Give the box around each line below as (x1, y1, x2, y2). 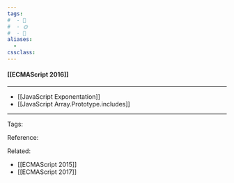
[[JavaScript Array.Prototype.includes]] (17, 100, 130, 109)
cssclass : (7, 49, 36, 56)
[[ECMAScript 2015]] (17, 161, 77, 169)
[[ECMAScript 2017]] (17, 168, 77, 176)
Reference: (7, 134, 39, 142)
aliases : (7, 36, 33, 43)
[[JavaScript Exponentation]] (17, 93, 101, 101)
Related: (7, 147, 31, 155)
